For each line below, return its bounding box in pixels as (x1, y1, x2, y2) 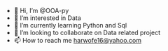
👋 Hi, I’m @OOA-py (13, 7, 69, 14)
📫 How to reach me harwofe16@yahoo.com (13, 37, 142, 44)
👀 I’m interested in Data (13, 14, 82, 22)
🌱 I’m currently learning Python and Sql (13, 21, 127, 29)
